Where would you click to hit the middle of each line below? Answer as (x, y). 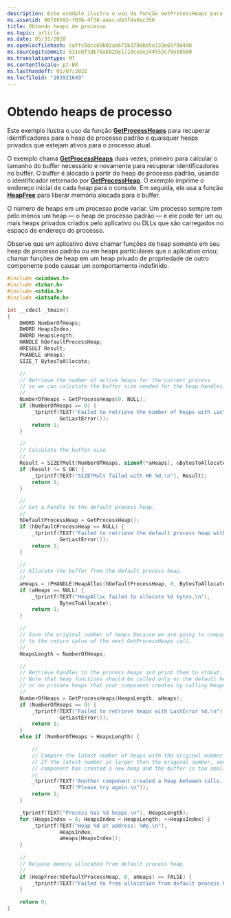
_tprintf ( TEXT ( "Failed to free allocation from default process (126, 883)
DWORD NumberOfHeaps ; (50, 323)
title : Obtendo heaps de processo (57, 26)
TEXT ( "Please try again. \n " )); (104, 788)
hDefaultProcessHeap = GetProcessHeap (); (79, 521)
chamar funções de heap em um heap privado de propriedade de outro (108, 258)
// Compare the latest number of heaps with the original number (128, 755)
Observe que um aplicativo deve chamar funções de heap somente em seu (113, 244)
